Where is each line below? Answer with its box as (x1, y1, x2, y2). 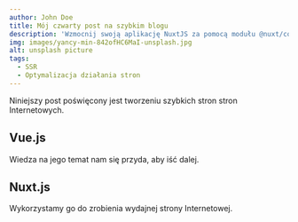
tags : (9, 54, 29, 63)
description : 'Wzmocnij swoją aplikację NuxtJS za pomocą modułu (9, 29, 255, 38)
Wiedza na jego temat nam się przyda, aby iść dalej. (9, 154, 200, 164)
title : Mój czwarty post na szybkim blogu (9, 21, 169, 30)
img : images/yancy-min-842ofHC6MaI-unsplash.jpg (9, 37, 192, 47)
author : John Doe (9, 12, 74, 22)
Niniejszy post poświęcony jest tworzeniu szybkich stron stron (9, 95, 238, 106)
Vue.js (9, 131, 46, 146)
